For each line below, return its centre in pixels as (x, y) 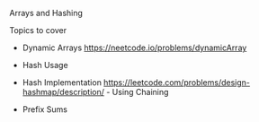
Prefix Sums (45, 109)
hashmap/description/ (63, 92)
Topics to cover (38, 30)
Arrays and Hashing (46, 13)
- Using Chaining (138, 92)
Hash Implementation (62, 83)
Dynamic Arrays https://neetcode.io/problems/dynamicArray (134, 48)
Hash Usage (45, 65)
